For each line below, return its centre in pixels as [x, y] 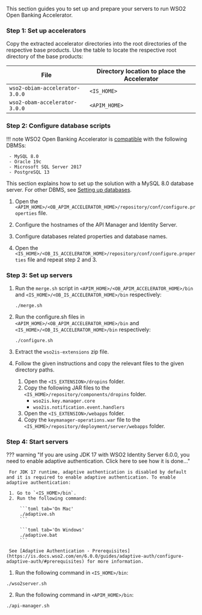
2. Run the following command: [48, 498]
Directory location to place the [141, 72]
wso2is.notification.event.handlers [79, 407]
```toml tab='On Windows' [52, 530]
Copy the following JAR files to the [67, 388]
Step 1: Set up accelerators [46, 31]
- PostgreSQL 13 [29, 172]
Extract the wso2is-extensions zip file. [62, 352]
